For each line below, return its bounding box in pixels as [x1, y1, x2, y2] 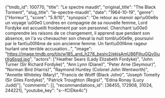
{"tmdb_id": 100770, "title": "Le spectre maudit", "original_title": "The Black [5, 4, 156, 10]
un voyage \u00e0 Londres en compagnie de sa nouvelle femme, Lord [5, 20, 148, 25]
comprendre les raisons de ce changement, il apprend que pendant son [5, 30, 150, 36]
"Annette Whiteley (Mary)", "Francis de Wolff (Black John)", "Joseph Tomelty [5, 72, 160, 77]
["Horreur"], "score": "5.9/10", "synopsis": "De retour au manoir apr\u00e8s [5, 15, 159, 20]
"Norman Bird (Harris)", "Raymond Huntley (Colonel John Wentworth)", [5, 67, 149, 73]
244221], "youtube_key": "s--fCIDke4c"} [5, 88, 88, 93]
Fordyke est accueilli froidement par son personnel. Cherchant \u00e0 [5, 25, 148, 31]
